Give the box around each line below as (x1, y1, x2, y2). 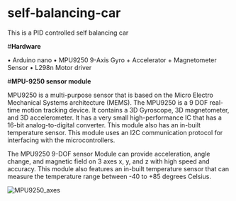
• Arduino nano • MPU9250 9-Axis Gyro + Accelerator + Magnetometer (7, 55, 218, 64)
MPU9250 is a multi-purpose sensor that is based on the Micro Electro (7, 91, 214, 99)
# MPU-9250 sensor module (7, 76, 91, 86)
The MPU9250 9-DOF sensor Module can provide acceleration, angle (7, 149, 210, 158)
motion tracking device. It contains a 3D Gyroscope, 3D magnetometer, (21, 105, 230, 114)
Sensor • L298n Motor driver (7, 63, 92, 71)
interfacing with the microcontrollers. (7, 136, 116, 144)
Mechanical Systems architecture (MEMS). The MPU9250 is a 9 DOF (7, 98, 208, 107)
